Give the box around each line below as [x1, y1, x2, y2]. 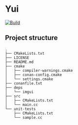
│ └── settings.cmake [5, 77, 54, 82]
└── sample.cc [14, 115, 42, 120]
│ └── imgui [5, 89, 34, 94]
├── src [5, 94, 21, 99]
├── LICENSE [5, 55, 29, 60]
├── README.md [5, 60, 34, 64]
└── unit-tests [5, 106, 36, 111]
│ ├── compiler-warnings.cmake [5, 68, 73, 73]
